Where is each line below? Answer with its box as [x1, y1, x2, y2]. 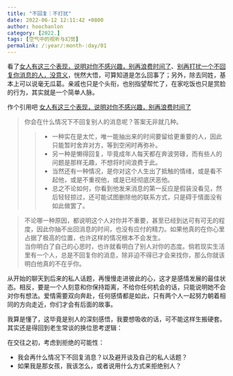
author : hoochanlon [7, 23, 64, 30]
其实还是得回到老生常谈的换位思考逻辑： [7, 323, 123, 332]
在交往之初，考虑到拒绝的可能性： [7, 339, 105, 346]
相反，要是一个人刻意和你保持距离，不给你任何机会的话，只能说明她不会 [19, 283, 226, 291]
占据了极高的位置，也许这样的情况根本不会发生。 [24, 233, 164, 242]
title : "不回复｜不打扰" [7, 10, 71, 17]
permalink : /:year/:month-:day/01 [7, 42, 107, 49]
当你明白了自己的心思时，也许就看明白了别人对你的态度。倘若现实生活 [24, 242, 225, 250]
